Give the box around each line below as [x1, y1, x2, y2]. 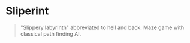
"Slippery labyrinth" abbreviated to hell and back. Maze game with [20, 24, 185, 31]
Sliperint [5, 4, 49, 18]
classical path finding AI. [20, 30, 82, 37]
